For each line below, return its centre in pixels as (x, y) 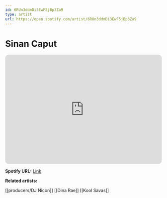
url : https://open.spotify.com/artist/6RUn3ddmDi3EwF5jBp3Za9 (71, 19)
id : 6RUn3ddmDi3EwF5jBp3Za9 (34, 10)
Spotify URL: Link (23, 171)
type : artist (19, 14)
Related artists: (21, 181)
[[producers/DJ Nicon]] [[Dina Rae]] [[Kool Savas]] (57, 191)
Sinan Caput (31, 44)
